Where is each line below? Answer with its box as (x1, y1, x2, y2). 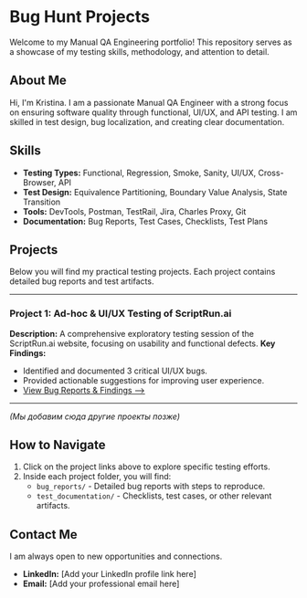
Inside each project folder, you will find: (22, 471, 172, 482)
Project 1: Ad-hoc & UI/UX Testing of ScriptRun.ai (9, 308, 232, 320)
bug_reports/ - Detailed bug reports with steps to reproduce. (36, 481, 266, 492)
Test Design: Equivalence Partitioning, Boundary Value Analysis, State (22, 186, 288, 197)
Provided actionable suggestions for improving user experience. (22, 374, 265, 385)
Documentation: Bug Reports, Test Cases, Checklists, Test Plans (22, 215, 268, 226)
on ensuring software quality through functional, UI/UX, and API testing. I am (9, 107, 298, 118)
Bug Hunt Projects (9, 6, 151, 27)
